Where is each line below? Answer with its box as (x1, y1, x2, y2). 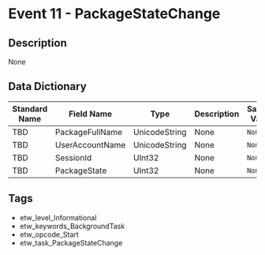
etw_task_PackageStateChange (19, 238, 123, 247)
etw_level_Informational (19, 212, 97, 222)
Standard (12, 103, 48, 114)
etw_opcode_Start (19, 230, 79, 239)
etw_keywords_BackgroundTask (19, 221, 125, 231)
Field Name (68, 108, 113, 119)
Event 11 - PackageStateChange (8, 5, 221, 23)
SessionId (54, 152, 92, 163)
